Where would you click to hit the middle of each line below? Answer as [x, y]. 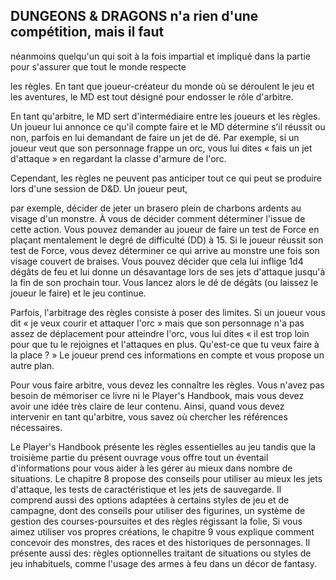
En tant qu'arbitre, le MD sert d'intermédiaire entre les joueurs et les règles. [165, 116]
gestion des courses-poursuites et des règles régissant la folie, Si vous [156, 521]
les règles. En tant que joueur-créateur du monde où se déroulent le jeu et [162, 86]
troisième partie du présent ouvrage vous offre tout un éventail [139, 457]
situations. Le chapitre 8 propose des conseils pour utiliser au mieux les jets [166, 478]
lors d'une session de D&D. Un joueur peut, [99, 188]
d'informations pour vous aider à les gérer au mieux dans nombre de [151, 468]
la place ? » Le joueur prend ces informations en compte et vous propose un [167, 355]
